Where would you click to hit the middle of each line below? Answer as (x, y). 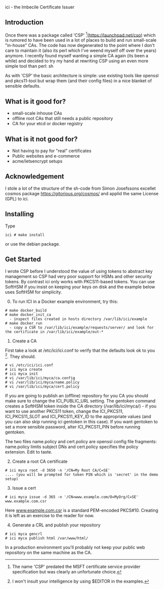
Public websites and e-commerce (46, 156)
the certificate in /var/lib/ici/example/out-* (54, 332)
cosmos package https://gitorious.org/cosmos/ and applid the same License (82, 193)
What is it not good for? (41, 139)
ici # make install (25, 235)
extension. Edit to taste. (29, 452)
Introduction (24, 22)
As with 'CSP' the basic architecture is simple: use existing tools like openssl (82, 76)
